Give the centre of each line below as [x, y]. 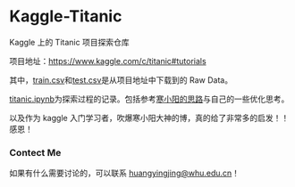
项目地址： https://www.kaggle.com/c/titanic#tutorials [108, 61]
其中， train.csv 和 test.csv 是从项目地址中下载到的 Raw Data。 [121, 80]
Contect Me [35, 152]
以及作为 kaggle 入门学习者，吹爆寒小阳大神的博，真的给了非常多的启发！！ [149, 118]
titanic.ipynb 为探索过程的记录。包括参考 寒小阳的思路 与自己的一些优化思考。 [149, 99]
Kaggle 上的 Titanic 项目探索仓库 [69, 42]
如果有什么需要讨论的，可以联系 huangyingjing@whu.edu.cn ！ [124, 173]
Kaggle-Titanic [66, 16]
